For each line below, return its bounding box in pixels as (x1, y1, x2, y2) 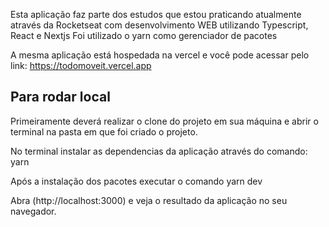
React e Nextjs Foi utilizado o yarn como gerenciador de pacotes (10, 30, 278, 41)
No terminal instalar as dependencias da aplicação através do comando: (10, 145, 308, 157)
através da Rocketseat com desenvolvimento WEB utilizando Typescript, (10, 19, 309, 31)
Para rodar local (10, 89, 111, 106)
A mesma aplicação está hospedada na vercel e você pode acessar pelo (10, 49, 310, 61)
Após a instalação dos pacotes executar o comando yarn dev (10, 175, 263, 187)
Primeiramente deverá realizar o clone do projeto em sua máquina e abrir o (10, 115, 319, 127)
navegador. (10, 205, 57, 217)
